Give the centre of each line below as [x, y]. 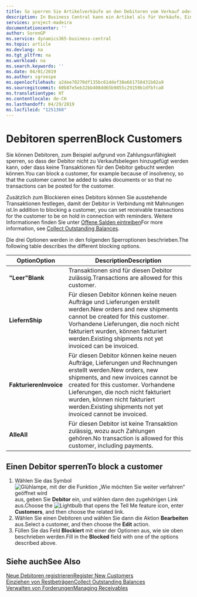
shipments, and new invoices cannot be [123, 378]
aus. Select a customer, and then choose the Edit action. [82, 524]
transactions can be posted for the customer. [61, 186]
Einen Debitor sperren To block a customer [84, 467]
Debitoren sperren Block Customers [94, 139]
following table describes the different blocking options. [74, 246]
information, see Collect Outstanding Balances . [63, 229]
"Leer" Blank [27, 278]
